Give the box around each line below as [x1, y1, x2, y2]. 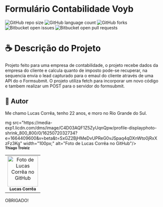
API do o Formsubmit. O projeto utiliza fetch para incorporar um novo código [5, 78, 159, 83]
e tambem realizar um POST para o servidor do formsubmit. [5, 83, 125, 89]
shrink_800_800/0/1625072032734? [5, 130, 78, 136]
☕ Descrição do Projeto [5, 43, 101, 54]
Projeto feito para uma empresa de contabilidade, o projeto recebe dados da [5, 62, 158, 68]
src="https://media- [12, 120, 53, 125]
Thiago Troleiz [5, 145, 30, 150]
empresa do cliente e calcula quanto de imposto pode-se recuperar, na [5, 67, 147, 73]
